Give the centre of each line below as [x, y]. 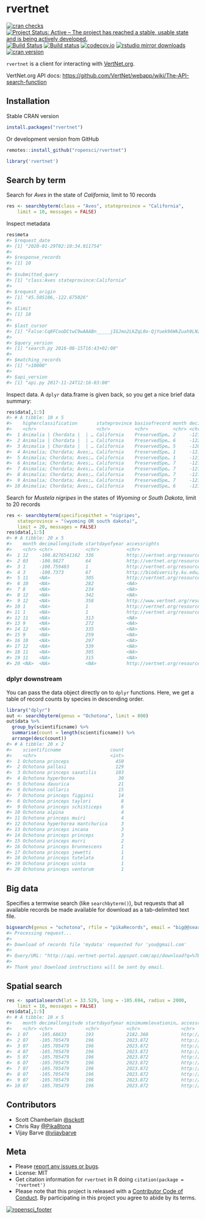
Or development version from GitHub [53, 139]
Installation [28, 101]
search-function [27, 82]
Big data [22, 888]
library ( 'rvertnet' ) [33, 161]
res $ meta [17, 234]
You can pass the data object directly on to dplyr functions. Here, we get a [100, 692]
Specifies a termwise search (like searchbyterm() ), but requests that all [95, 903]
